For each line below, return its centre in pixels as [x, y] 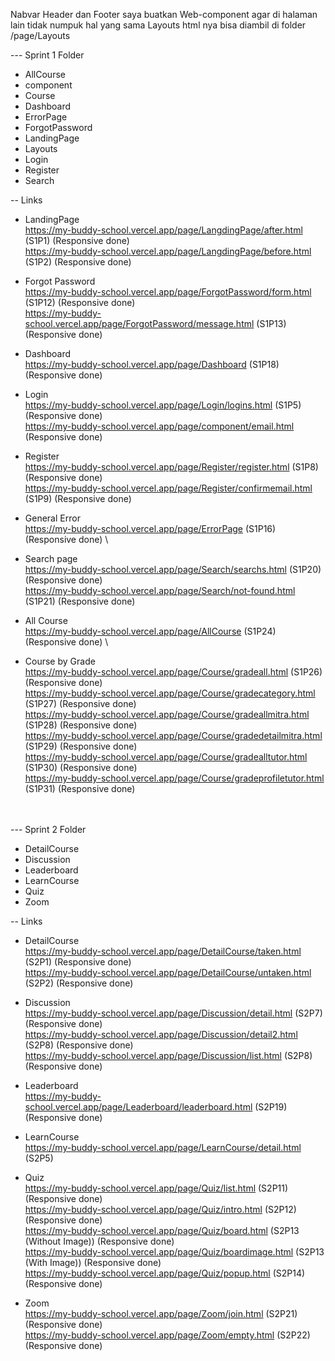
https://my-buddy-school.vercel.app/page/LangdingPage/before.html [168, 251]
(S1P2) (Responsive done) [78, 262]
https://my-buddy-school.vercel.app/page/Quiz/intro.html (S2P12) [160, 1209]
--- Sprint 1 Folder [47, 55]
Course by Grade [60, 661]
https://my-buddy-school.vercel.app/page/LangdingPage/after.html [163, 230]
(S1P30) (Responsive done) [81, 767]
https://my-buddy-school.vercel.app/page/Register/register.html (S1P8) [171, 467]
